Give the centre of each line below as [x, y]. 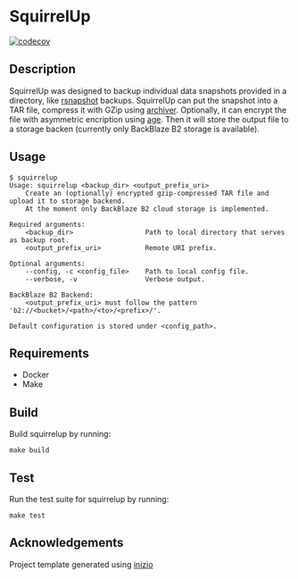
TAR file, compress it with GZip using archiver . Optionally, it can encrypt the [148, 110]
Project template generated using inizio [81, 564]
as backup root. [39, 240]
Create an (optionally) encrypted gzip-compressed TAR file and [147, 193]
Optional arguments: [48, 264]
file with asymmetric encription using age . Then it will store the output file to [149, 119]
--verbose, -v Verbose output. [115, 279]
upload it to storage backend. [67, 201]
